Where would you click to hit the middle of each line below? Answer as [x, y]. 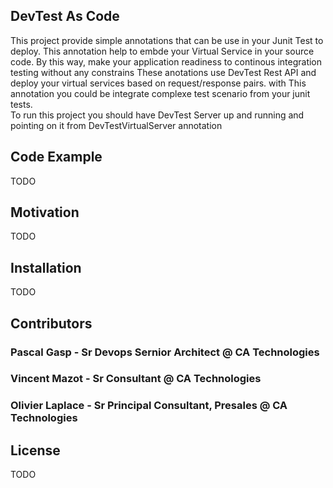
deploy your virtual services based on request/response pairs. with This [158, 83]
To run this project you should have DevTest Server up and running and [157, 115]
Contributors [51, 323]
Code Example [56, 157]
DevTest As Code [65, 16]
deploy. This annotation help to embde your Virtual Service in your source [162, 51]
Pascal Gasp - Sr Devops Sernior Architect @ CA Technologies [165, 352]
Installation [46, 267]
